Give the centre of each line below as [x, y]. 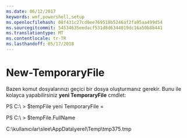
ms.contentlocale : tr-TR [36, 38]
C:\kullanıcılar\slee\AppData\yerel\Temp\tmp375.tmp [69, 129]
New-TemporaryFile [55, 73]
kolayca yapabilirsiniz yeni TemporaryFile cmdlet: [66, 95]
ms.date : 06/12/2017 [31, 11]
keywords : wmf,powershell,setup [45, 17]
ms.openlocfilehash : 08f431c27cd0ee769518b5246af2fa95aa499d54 [84, 22]
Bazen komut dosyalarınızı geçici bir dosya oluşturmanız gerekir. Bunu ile [94, 89]
